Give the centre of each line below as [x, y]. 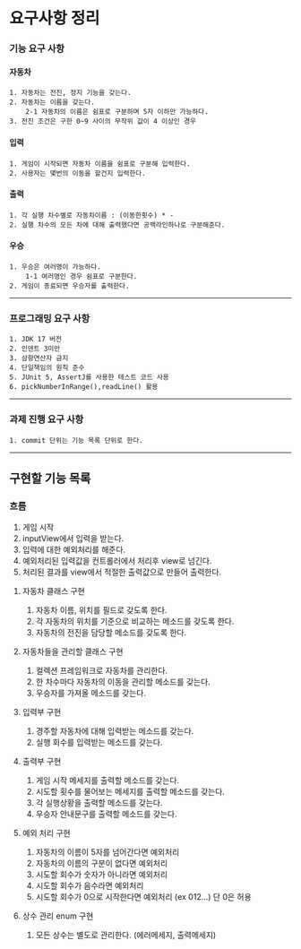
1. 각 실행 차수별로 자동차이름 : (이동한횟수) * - [92, 215]
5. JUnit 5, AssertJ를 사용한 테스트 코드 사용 [89, 377]
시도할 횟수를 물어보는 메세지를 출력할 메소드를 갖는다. [130, 792]
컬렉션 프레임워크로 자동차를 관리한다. [102, 671]
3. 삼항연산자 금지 [39, 358]
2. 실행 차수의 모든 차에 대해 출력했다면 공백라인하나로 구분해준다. [117, 225]
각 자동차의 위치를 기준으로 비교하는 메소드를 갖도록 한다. [135, 621]
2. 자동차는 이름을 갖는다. [52, 103]
